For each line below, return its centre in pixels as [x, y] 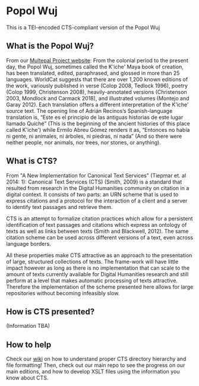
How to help [29, 345]
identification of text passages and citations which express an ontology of [97, 224]
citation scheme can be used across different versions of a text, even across [100, 237]
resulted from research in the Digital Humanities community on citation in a [98, 188]
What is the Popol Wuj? [50, 46]
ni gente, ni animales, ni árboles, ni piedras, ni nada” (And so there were [94, 136]
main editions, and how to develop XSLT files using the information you [93, 372]
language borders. [29, 243]
